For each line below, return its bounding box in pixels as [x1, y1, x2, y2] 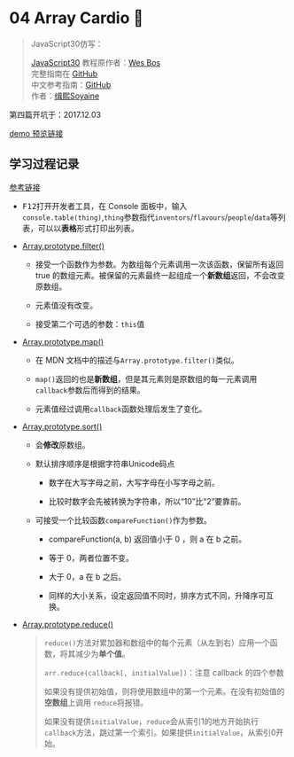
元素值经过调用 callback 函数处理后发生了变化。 [35, 403, 207, 414]
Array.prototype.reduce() [21, 619, 113, 629]
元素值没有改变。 [35, 300, 98, 310]
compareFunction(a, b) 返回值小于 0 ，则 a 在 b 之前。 [48, 534, 247, 544]
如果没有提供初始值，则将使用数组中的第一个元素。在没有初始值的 [43, 686, 285, 697]
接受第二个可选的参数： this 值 [35, 318, 145, 329]
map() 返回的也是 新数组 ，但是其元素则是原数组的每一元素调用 [35, 373, 258, 384]
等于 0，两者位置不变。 [48, 552, 135, 563]
